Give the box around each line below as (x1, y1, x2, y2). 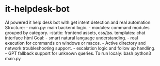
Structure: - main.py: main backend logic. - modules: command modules (5, 24, 150, 30)
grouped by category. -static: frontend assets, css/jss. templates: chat (5, 30, 145, 35)
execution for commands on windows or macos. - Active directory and (5, 40, 146, 46)
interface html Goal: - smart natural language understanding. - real (5, 35, 138, 41)
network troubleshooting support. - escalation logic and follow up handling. (5, 45, 156, 51)
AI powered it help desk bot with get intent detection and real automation (5, 19, 151, 25)
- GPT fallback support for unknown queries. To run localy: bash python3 (5, 50, 151, 56)
